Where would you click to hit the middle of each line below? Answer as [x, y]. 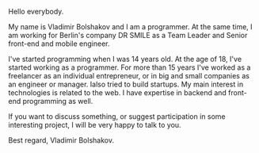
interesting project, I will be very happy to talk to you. [95, 125]
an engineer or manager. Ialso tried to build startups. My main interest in [126, 84]
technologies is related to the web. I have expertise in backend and [118, 93]
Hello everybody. [36, 11]
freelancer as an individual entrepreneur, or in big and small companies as [129, 76]
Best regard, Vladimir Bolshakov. [61, 140]
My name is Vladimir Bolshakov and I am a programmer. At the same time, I [130, 27]
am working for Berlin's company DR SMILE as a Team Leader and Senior [128, 35]
